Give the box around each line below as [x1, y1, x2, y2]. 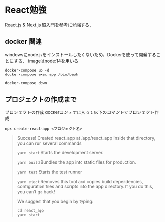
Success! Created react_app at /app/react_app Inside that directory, [17, 135, 156, 141]
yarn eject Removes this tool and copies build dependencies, [17, 178, 143, 184]
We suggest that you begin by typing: [17, 198, 94, 204]
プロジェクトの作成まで [5, 95, 77, 104]
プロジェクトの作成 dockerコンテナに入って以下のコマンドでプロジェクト [5, 109, 155, 115]
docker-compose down [5, 80, 48, 85]
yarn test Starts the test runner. [17, 169, 83, 175]
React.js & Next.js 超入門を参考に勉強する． [5, 22, 94, 28]
